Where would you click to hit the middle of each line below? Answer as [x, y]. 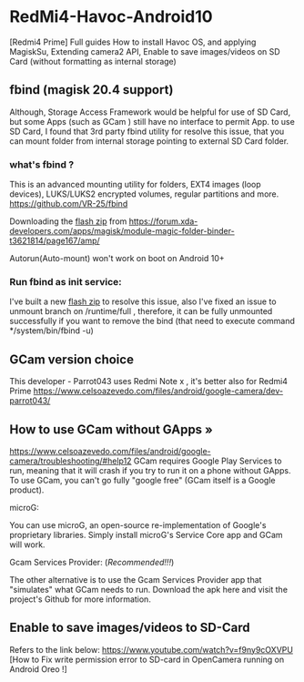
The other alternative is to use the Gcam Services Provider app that [136, 579]
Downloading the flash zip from [68, 221]
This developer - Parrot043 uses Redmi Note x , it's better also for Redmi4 [149, 382]
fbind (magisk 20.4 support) [91, 90]
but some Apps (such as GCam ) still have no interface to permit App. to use [152, 121]
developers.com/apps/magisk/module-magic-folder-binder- [122, 231]
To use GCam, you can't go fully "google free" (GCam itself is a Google [142, 480]
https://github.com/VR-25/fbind [69, 204]
